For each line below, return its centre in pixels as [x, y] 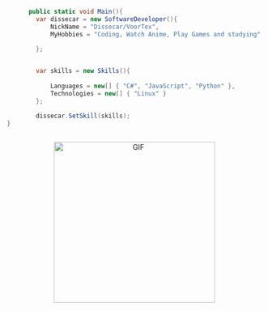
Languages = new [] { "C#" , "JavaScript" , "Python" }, [143, 86]
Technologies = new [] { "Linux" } [108, 93]
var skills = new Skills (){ [83, 71]
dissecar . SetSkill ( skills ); [83, 116]
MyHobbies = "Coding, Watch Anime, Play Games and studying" [155, 34]
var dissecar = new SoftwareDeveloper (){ [107, 19]
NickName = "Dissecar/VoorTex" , [104, 27]
